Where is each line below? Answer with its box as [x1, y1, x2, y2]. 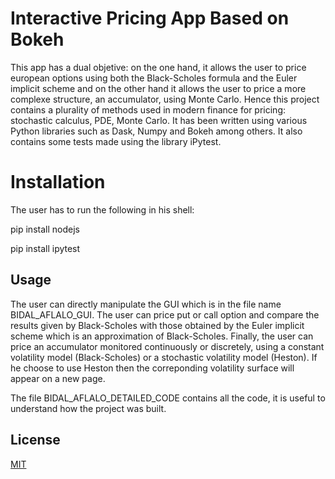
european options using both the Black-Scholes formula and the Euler [10, 72, 298, 84]
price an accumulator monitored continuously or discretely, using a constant [10, 340, 325, 352]
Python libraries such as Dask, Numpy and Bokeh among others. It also [10, 125, 303, 137]
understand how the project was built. [10, 402, 167, 414]
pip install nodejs [10, 223, 80, 235]
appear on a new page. [10, 372, 106, 384]
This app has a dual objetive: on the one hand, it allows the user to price [10, 61, 307, 73]
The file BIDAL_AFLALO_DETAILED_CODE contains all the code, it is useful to [10, 392, 326, 404]
